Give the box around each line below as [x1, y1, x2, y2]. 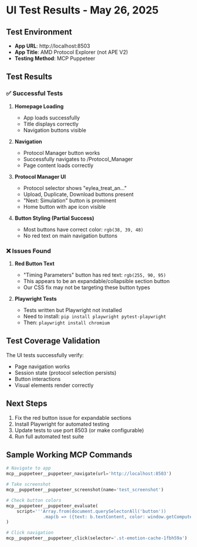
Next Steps [6, 399, 47, 409]
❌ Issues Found [6, 247, 52, 255]
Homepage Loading [14, 103, 64, 110]
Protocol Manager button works [23, 149, 100, 156]
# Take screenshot [6, 481, 51, 487]
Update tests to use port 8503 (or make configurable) [14, 426, 144, 434]
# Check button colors [6, 497, 62, 503]
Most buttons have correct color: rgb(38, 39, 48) [23, 226, 144, 233]
